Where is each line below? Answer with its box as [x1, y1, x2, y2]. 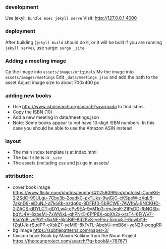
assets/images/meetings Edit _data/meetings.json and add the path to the [5, 74, 158, 80]
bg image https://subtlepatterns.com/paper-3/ [12, 227, 109, 233]
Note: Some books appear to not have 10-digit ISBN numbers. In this [12, 120, 155, 126]
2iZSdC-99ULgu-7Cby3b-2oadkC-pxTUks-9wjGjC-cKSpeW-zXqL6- [12, 195, 155, 201]
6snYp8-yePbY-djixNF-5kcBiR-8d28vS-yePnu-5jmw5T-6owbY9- [12, 216, 147, 222]
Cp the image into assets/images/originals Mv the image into [5, 68, 134, 74]
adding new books [5, 92, 51, 99]
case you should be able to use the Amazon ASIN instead [12, 125, 132, 131]
